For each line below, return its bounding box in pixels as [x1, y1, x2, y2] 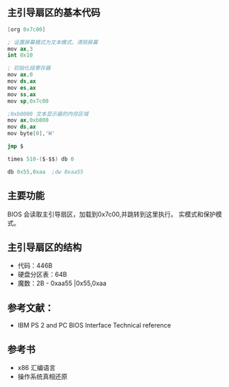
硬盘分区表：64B [17, 270, 67, 279]
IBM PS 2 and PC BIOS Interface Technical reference [17, 321, 172, 330]
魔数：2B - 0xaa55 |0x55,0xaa [17, 279, 107, 288]
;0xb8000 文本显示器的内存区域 [7, 110, 89, 117]
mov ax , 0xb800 [7, 117, 49, 124]
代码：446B [17, 261, 53, 270]
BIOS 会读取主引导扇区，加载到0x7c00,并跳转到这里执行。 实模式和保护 [7, 209, 216, 218]
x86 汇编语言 [17, 363, 56, 371]
